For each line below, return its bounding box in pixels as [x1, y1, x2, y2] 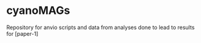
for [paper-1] [6, 30, 39, 37]
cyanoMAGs [6, 4, 70, 18]
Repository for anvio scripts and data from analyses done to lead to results [6, 24, 195, 31]
